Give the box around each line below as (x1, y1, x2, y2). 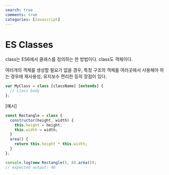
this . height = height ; (14, 123, 63, 128)
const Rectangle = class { (5, 113, 63, 118)
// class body (10, 89, 40, 94)
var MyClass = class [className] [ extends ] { (5, 83, 103, 89)
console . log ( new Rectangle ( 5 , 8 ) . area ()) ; (5, 160, 97, 165)
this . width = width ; (14, 127, 58, 132)
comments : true (5, 12, 38, 17)
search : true (5, 7, 33, 13)
